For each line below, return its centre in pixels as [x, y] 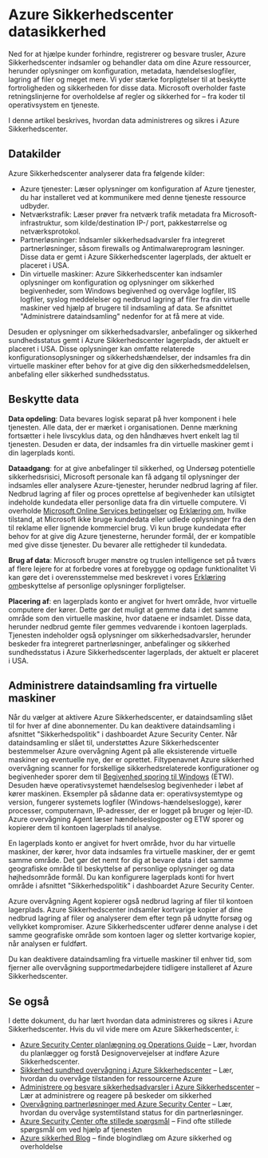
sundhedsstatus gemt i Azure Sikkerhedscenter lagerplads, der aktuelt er [128, 340]
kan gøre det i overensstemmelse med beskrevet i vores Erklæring [117, 577]
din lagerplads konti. [42, 453]
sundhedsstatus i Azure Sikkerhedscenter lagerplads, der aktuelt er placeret [134, 652]
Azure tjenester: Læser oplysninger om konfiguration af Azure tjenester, [138, 189]
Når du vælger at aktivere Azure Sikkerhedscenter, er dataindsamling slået [130, 717]
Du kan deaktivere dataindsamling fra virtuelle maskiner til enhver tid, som [130, 959]
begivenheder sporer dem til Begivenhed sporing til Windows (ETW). [121, 777]
